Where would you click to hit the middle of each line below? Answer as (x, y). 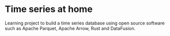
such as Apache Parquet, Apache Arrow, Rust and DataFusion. (70, 28)
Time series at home (49, 9)
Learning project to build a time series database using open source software (85, 23)
